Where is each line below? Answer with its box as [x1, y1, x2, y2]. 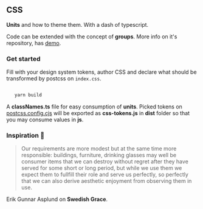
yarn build [14, 92, 43, 98]
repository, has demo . [6, 39, 61, 46]
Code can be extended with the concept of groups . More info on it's [6, 33, 177, 40]
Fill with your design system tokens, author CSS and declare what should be [6, 68, 197, 76]
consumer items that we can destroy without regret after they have [21, 158, 188, 165]
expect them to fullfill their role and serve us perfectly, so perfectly [21, 171, 188, 179]
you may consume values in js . [6, 116, 84, 123]
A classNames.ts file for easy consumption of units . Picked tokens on [6, 103, 182, 110]
